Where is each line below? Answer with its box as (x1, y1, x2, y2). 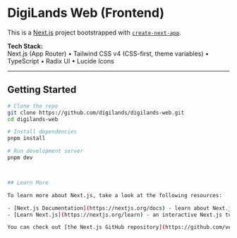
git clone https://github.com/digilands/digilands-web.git (7, 109, 185, 116)
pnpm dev (7, 154, 33, 161)
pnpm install (7, 135, 46, 142)
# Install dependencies (7, 128, 78, 135)
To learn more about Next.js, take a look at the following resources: (7, 192, 222, 199)
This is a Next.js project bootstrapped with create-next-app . (7, 28, 182, 37)
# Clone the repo (7, 102, 59, 110)
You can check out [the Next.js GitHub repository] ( (7, 224, 166, 231)
